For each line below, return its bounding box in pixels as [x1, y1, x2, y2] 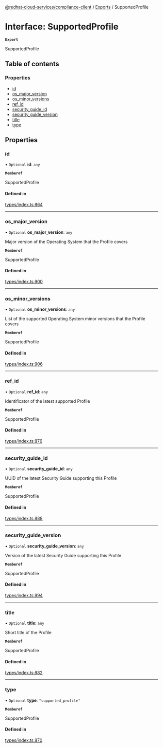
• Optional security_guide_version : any [5, 543, 84, 549]
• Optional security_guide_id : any [5, 466, 73, 472]
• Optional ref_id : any [5, 389, 49, 394]
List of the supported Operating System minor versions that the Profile [5, 316, 146, 322]
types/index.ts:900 [5, 279, 43, 284]
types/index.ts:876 [5, 438, 43, 444]
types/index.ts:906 [5, 361, 43, 367]
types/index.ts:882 [5, 670, 43, 675]
